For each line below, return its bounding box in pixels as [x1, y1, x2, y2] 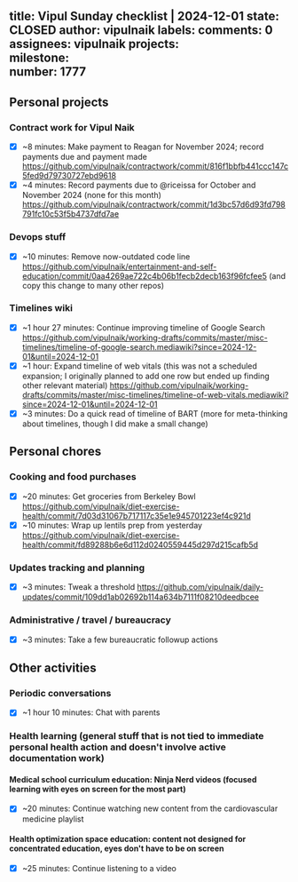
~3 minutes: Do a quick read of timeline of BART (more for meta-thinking [21, 408, 288, 418]
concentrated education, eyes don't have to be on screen [9, 843, 224, 854]
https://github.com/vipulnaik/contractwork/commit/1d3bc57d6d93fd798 [21, 199, 286, 210]
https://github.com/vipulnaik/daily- [137, 582, 264, 592]
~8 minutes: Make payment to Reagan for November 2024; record [21, 141, 264, 152]
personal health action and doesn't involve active [9, 741, 226, 753]
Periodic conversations [9, 687, 112, 699]
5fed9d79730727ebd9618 [21, 171, 117, 181]
